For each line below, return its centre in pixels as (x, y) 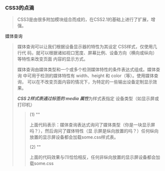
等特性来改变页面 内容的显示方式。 (52, 59)
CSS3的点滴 (20, 7)
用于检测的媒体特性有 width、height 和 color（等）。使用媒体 (93, 76)
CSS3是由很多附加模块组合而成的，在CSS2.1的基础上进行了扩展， (84, 20)
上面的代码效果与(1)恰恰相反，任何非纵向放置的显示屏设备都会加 (95, 157)
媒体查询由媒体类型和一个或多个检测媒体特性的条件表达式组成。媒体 (86, 70)
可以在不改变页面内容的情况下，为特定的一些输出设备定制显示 (90, 82)
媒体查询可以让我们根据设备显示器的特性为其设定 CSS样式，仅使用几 (87, 47)
